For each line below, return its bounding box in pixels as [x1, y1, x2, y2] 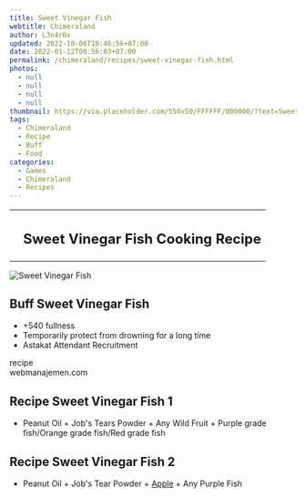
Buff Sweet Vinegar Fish [9, 296, 150, 312]
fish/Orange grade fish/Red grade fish [22, 428, 166, 439]
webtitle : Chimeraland [9, 22, 96, 31]
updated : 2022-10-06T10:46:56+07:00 [9, 38, 148, 48]
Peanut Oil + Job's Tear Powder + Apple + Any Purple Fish [22, 478, 243, 489]
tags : [9, 115, 30, 124]
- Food [17, 149, 43, 158]
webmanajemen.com [9, 367, 88, 379]
